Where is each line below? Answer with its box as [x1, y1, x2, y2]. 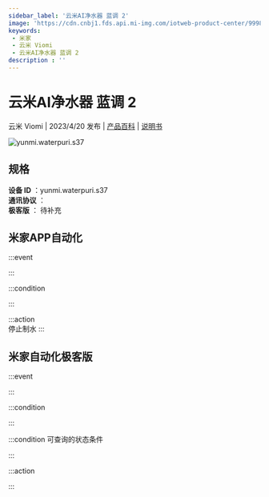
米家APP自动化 [8, 231, 82, 245]
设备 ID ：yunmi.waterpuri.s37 [8, 185, 108, 194]
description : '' [8, 57, 66, 65]
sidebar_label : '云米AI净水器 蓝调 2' [8, 11, 130, 20]
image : [8, 19, 30, 27]
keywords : [8, 26, 42, 34]
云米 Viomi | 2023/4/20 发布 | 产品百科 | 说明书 [8, 121, 163, 130]
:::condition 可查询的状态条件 [8, 435, 104, 444]
